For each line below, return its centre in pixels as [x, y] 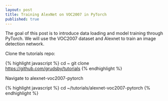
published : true [22, 19]
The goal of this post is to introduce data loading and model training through [84, 33]
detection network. [25, 44]
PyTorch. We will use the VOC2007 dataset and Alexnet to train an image [80, 38]
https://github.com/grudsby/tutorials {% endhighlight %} [64, 68]
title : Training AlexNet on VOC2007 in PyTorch [56, 14]
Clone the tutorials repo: [30, 53]
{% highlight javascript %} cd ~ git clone [47, 63]
